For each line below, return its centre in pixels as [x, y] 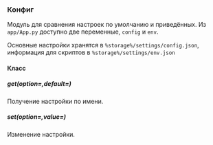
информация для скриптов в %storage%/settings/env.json [91, 52]
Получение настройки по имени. [55, 101]
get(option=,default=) [40, 84]
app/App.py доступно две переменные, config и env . [83, 32]
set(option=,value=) [37, 117]
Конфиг [21, 10]
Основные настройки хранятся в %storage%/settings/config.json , [103, 45]
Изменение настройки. [41, 134]
